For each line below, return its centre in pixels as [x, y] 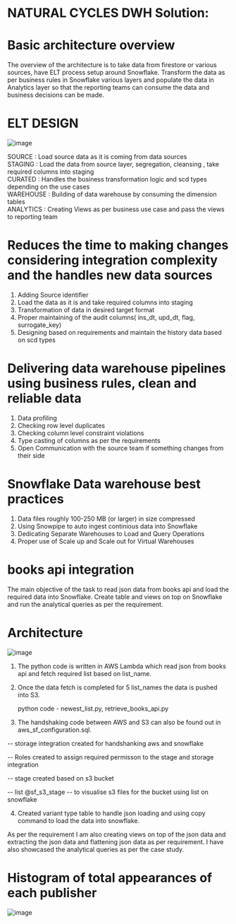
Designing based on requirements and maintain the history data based [119, 332]
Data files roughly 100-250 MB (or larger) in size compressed [106, 519]
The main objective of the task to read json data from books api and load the [118, 589]
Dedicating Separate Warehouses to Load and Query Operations [111, 533]
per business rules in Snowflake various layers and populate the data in [111, 80]
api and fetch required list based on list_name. [85, 673]
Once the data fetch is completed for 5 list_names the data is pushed [117, 687]
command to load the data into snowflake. [78, 820]
